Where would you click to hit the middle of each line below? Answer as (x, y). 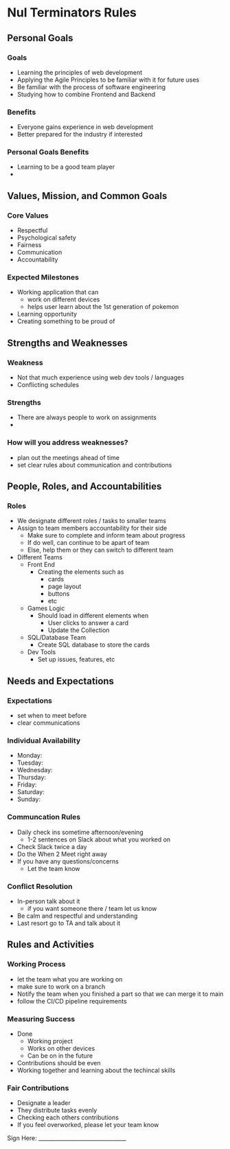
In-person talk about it (48, 901)
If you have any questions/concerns (68, 861)
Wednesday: (35, 770)
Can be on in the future (60, 1056)
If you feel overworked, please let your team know (88, 1125)
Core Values (28, 216)
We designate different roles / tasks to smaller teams (92, 521)
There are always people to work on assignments (87, 417)
